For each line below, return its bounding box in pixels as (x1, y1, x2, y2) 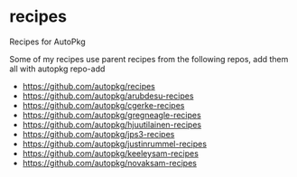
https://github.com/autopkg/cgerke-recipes (22, 99, 185, 110)
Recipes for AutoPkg (9, 36, 86, 47)
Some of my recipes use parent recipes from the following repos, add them (9, 53, 289, 64)
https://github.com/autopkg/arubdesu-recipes (22, 90, 194, 101)
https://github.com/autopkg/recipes (22, 80, 156, 91)
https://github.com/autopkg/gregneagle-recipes (22, 109, 201, 120)
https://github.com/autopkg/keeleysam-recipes (22, 147, 199, 159)
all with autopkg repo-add (9, 63, 106, 74)
